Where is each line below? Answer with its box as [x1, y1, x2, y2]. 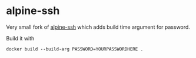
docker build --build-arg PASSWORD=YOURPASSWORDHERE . [6, 46, 144, 52]
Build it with [6, 35, 35, 42]
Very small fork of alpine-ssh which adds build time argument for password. [6, 23, 190, 30]
